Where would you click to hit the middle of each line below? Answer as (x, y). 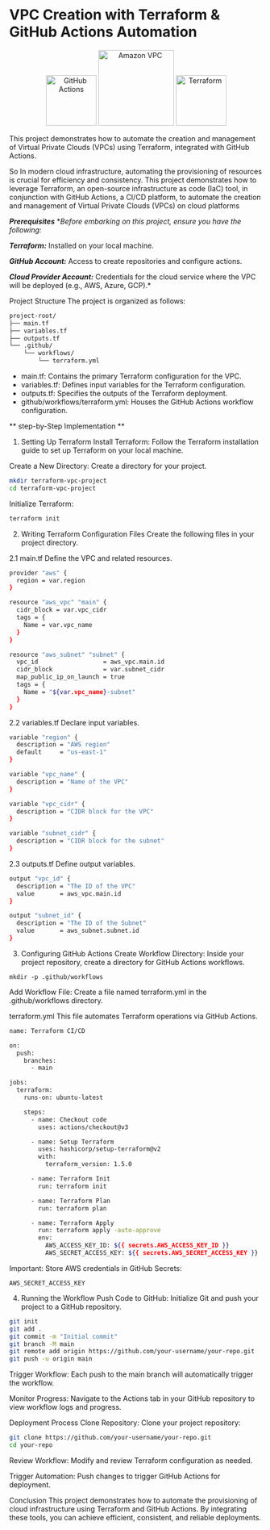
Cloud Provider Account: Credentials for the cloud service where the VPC (133, 277)
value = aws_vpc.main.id (69, 893)
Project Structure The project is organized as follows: (98, 301)
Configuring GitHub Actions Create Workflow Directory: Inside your (132, 953)
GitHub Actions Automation (103, 32)
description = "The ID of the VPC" (76, 886)
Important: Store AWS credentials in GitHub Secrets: (96, 1268)
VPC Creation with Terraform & (115, 15)
